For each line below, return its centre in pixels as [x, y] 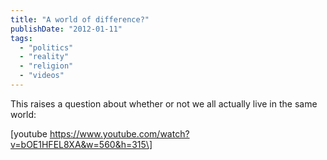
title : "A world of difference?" [80, 19]
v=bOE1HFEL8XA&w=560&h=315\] [81, 144]
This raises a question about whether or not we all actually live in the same [164, 103]
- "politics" [46, 47]
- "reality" [44, 57]
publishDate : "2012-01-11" [66, 29]
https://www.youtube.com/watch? [119, 133]
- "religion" [46, 66]
